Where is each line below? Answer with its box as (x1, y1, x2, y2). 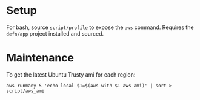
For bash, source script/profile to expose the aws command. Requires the (6, 23, 194, 31)
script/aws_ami (6, 88, 45, 94)
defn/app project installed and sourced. (6, 30, 104, 37)
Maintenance (6, 51, 75, 65)
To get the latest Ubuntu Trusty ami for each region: (6, 70, 136, 78)
